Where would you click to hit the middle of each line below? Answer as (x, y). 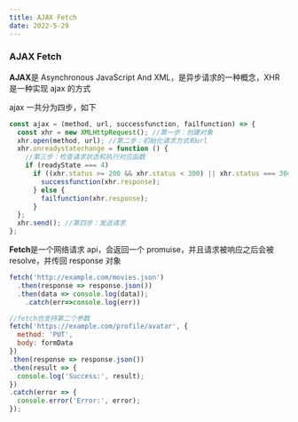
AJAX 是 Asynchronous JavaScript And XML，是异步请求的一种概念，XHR (145, 77)
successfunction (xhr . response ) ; (101, 182)
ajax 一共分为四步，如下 (53, 107)
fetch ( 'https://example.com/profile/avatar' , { (99, 326)
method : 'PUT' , (45, 335)
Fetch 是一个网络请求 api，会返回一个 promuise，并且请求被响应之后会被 (142, 250)
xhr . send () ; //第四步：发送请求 (71, 223)
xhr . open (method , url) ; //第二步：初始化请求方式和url (113, 140)
